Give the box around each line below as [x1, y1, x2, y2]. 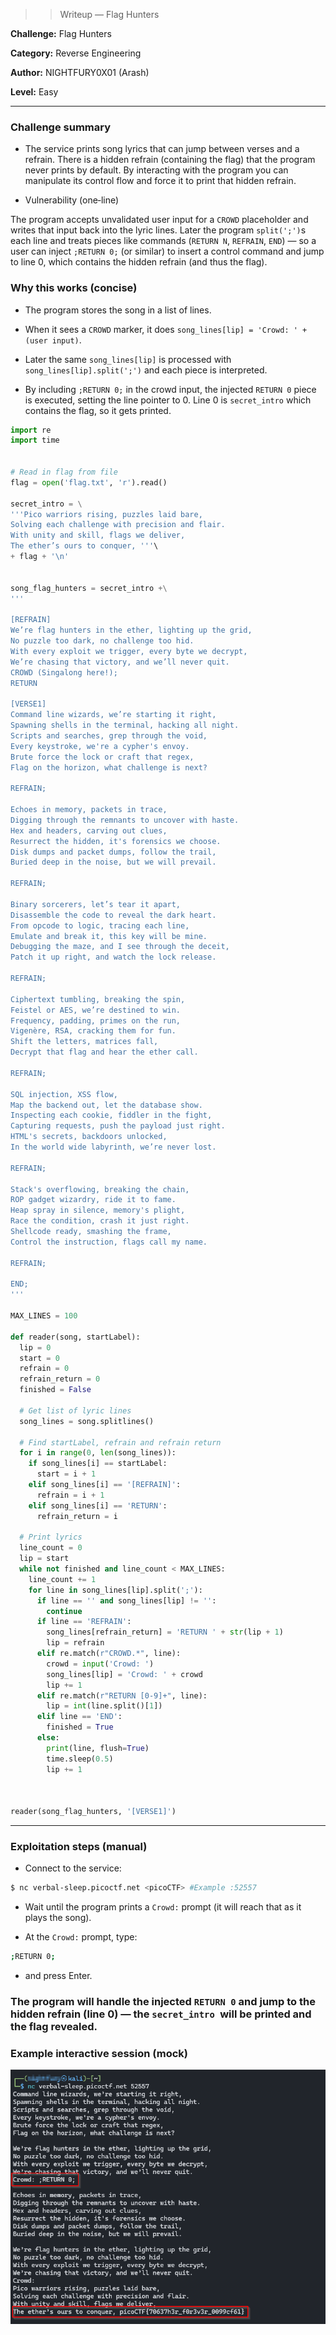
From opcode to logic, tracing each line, [10, 920, 190, 931]
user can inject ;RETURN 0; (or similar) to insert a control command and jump [10, 245, 325, 258]
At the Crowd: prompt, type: [24, 1931, 138, 1943]
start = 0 [19, 1353, 60, 1363]
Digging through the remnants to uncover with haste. [10, 815, 240, 825]
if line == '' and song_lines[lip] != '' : [36, 1595, 217, 1606]
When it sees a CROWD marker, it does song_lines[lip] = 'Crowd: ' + [24, 323, 308, 335]
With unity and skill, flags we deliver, [10, 530, 186, 541]
